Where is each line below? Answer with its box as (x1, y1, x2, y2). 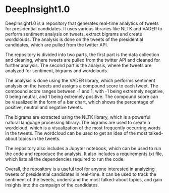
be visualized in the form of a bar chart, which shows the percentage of (5, 99, 154, 105)
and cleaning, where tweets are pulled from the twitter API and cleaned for (5, 57, 160, 63)
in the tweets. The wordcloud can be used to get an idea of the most (5, 130, 148, 136)
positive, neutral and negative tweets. (5, 104, 83, 110)
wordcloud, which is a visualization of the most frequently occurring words (5, 125, 161, 131)
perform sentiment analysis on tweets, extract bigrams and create (5, 31, 142, 37)
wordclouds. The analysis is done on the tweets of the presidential (5, 36, 144, 42)
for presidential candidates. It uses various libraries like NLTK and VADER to (5, 25, 162, 31)
